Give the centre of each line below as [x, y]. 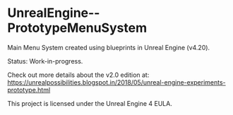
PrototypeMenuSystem [77, 28]
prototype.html [29, 90]
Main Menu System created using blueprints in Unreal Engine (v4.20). [109, 47]
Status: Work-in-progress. [45, 61]
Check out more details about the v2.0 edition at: [78, 75]
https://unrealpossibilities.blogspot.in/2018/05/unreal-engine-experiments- [116, 82]
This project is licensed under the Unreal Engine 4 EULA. [90, 103]
